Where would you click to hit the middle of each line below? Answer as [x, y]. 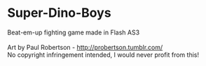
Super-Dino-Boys [59, 13]
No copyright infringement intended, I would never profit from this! [103, 55]
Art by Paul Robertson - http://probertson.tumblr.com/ [85, 47]
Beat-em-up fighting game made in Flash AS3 [74, 32]
